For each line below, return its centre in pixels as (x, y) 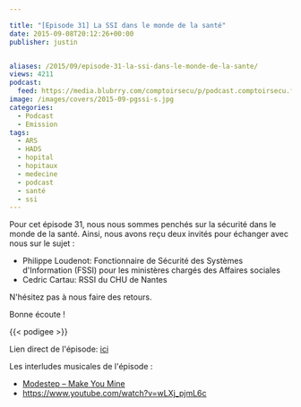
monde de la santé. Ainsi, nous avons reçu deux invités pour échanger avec (149, 234)
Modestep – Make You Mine (73, 384)
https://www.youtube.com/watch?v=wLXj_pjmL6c (115, 394)
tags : (19, 132)
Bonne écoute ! (37, 315)
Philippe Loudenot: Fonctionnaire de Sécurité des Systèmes (133, 261)
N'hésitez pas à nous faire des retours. (81, 297)
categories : (31, 107)
